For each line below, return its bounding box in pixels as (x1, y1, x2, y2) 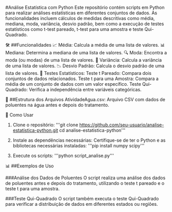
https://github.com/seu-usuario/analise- (79, 122, 164, 128)
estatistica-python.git (12, 127, 59, 133)
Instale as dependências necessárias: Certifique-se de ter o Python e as (12, 137, 166, 143)
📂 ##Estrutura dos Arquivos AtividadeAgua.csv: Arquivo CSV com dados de (5, 97, 165, 102)
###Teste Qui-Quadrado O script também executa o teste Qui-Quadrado (5, 196, 159, 202)
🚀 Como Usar (5, 112, 34, 118)
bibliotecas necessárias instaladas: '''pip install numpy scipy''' (12, 143, 145, 148)
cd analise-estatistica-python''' (59, 127, 126, 133)
